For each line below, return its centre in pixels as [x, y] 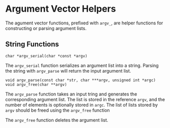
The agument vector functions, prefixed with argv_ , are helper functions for [84, 23]
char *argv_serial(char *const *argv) [46, 56]
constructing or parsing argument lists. [46, 28]
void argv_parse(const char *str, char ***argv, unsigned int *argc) [81, 80]
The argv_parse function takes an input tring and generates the [71, 94]
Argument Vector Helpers [61, 9]
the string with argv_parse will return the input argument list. [68, 71]
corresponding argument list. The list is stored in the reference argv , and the [85, 99]
